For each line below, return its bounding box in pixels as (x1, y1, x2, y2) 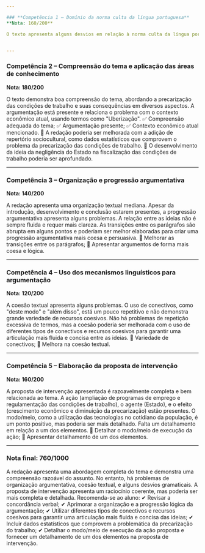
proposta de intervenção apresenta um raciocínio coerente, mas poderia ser (6, 487, 198, 495)
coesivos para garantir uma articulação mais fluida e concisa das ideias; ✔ (6, 513, 194, 521)
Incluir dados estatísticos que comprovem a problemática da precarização (6, 520, 193, 527)
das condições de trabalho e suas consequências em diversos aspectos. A (6, 102, 195, 109)
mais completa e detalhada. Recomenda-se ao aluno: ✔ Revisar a (6, 494, 171, 501)
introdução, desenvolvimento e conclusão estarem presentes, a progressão (6, 208, 196, 215)
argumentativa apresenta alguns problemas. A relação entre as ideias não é (6, 214, 196, 222)
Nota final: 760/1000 (6, 454, 69, 462)
